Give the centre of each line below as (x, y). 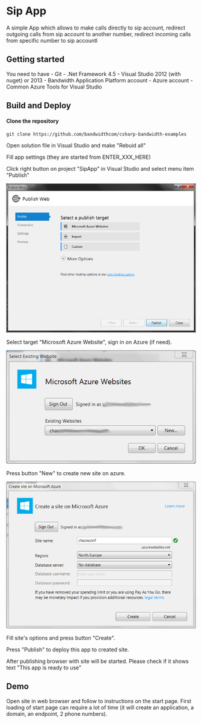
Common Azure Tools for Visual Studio (54, 87)
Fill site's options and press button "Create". (61, 638)
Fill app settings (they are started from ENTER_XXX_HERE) (79, 157)
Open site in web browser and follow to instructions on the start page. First (99, 701)
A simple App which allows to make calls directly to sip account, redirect (96, 28)
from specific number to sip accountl (52, 40)
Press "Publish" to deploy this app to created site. (68, 649)
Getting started (35, 59)
